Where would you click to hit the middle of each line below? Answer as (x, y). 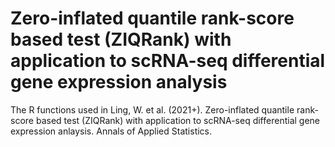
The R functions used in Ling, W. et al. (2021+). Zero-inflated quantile (152, 109)
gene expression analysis (119, 82)
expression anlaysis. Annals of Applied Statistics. (111, 131)
